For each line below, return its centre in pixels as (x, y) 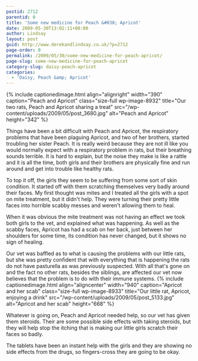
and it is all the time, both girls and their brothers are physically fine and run (98, 163)
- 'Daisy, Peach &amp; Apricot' (51, 78)
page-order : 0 (24, 50)
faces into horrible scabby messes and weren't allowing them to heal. (91, 205)
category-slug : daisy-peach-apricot (51, 67)
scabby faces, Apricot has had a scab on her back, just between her (89, 230)
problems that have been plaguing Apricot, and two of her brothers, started (98, 137)
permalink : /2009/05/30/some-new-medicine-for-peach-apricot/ (84, 56)
